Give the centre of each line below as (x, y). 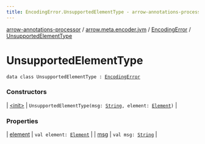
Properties (22, 121)
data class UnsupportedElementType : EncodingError (73, 77)
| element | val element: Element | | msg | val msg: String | (82, 134)
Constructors (27, 92)
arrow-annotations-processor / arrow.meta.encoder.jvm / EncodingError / (99, 29)
